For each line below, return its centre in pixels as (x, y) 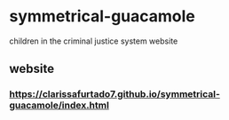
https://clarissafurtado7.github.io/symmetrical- (114, 94)
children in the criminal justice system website (94, 41)
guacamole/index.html (59, 106)
